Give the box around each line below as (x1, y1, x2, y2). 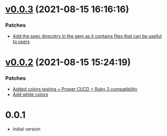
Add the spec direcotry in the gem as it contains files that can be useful (12, 33, 162, 39)
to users (12, 39, 30, 45)
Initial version (12, 126, 40, 132)
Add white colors (12, 91, 49, 97)
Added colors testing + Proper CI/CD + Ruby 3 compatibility (12, 86, 138, 92)
